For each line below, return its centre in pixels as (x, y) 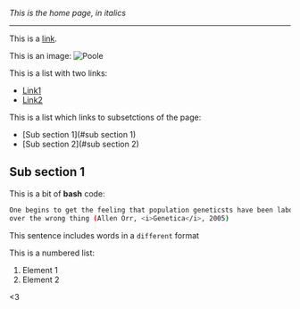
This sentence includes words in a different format (104, 235)
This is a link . (33, 38)
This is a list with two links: (58, 73)
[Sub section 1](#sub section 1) (79, 134)
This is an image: (41, 56)
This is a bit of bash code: (57, 193)
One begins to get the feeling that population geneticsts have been (142, 210)
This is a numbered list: (52, 253)
